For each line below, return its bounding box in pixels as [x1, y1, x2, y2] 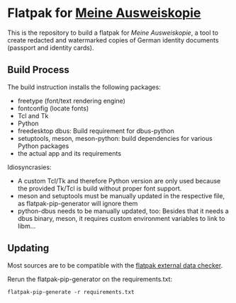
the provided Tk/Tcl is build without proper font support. [17, 184, 182, 193]
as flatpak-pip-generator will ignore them [17, 199, 138, 207]
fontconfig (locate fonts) [17, 104, 89, 113]
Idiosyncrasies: [7, 163, 52, 171]
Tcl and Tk [17, 111, 49, 120]
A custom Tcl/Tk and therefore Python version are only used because [17, 176, 221, 185]
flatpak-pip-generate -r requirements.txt [7, 288, 135, 295]
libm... [17, 222, 36, 230]
